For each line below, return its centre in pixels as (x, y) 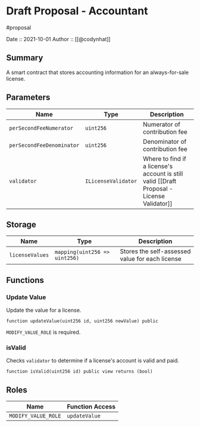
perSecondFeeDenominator (44, 145)
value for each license (151, 259)
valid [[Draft (160, 181)
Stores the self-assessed (155, 251)
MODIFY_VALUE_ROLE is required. (43, 332)
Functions (25, 280)
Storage (21, 224)
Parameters (28, 98)
